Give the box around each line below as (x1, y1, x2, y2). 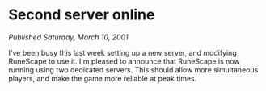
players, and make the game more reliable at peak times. (8, 73, 197, 83)
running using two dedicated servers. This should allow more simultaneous (8, 64, 259, 74)
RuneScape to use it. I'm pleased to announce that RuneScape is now (8, 56, 240, 66)
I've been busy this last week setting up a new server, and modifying (8, 48, 237, 57)
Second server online (8, 6, 155, 24)
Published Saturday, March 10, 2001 (8, 32, 129, 42)
